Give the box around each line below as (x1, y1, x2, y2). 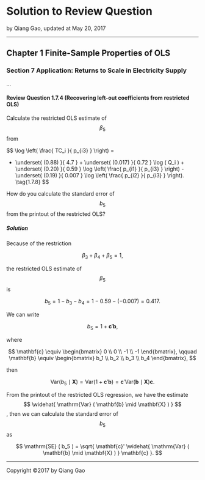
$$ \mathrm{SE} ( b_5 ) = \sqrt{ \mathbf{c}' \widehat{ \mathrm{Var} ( (15, 443, 190, 450)
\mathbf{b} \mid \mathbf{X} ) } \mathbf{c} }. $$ (42, 449, 163, 457)
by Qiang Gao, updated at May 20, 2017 (6, 24, 106, 32)
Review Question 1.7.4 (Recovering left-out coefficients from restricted (6, 94, 190, 102)
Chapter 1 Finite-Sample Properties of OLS (6, 48, 171, 59)
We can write (6, 311, 40, 318)
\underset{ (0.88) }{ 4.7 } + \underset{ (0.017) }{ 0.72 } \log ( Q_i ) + (15, 158, 185, 166)
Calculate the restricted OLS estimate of (6, 114, 107, 122)
